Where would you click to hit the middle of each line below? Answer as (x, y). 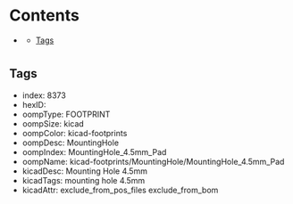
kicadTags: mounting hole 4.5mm (84, 180)
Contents (45, 16)
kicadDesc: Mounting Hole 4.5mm (84, 171)
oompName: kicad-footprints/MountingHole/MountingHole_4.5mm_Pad (153, 161)
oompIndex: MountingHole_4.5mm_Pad (94, 151)
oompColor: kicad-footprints (75, 133)
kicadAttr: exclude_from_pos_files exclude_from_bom (120, 190)
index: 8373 (44, 95)
